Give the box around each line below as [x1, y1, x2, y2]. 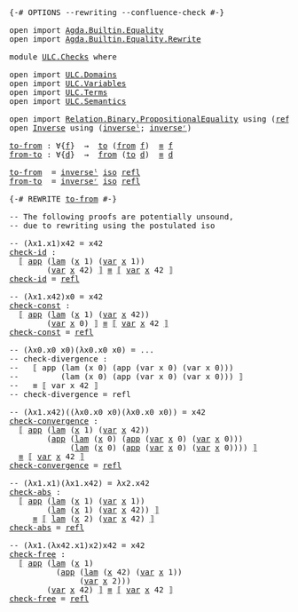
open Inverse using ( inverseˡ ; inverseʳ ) [9, 123, 192, 132]
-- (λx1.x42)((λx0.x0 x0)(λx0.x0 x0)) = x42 [9, 408, 207, 417]
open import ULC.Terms [9, 88, 108, 97]
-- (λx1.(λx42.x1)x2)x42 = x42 [9, 541, 145, 550]
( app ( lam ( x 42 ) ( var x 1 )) [56, 568, 184, 576]
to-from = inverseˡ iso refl [9, 168, 141, 177]
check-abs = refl [9, 523, 84, 532]
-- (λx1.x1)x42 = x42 [9, 239, 104, 248]
